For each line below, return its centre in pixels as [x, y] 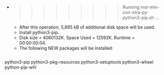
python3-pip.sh [138, 18]
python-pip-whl [20, 67]
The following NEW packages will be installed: [66, 48]
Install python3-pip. [39, 32]
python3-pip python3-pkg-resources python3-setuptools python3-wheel [79, 62]
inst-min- [150, 7]
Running [131, 7]
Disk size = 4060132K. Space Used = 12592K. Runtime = [77, 37]
